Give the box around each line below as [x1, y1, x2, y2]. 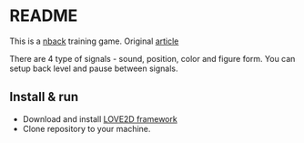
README [9, 5, 78, 26]
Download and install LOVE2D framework [22, 113, 177, 124]
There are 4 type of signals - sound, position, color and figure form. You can [9, 53, 296, 64]
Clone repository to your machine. [22, 123, 151, 134]
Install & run [9, 89, 79, 105]
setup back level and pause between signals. [9, 63, 179, 74]
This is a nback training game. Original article [9, 36, 179, 46]
